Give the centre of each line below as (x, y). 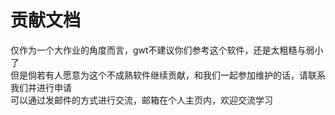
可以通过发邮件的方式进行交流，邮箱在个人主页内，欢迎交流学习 (141, 100)
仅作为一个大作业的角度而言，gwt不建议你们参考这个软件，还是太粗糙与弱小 (167, 50)
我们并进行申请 (41, 87)
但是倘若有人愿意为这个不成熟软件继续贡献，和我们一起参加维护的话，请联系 (168, 75)
